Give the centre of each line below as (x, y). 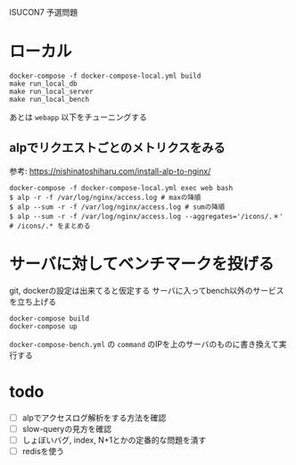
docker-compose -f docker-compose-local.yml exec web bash (121, 188)
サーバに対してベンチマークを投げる (142, 264)
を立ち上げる (33, 302)
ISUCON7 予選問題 (44, 12)
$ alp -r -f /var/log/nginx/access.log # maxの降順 (105, 197)
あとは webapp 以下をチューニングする (78, 117)
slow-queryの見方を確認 (66, 428)
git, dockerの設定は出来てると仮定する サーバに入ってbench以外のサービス (147, 290)
